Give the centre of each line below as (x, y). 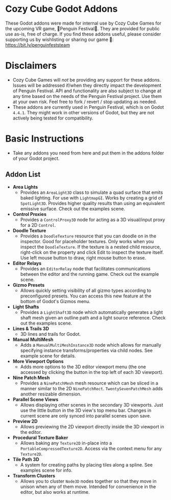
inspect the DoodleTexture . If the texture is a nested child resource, (91, 247)
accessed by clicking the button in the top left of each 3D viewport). (92, 372)
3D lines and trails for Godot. (51, 334)
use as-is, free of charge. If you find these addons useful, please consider (83, 34)
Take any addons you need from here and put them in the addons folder (88, 153)
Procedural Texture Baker (40, 437)
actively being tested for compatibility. (53, 118)
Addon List (23, 175)
